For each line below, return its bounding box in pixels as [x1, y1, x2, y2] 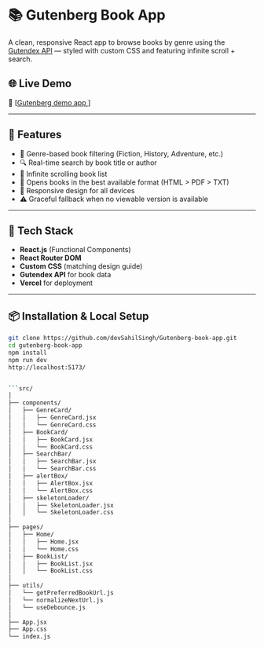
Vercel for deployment [19, 278, 93, 287]
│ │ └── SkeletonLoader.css [8, 508, 114, 517]
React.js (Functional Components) [19, 245, 131, 254]
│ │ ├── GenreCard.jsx [8, 414, 97, 422]
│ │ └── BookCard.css [8, 443, 93, 451]
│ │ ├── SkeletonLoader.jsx [8, 501, 114, 509]
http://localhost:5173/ [8, 363, 86, 372]
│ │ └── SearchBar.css [8, 465, 97, 473]
